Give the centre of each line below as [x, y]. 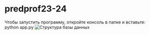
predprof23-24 [36, 9]
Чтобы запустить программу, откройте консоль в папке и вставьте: [75, 22]
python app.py [19, 27]
